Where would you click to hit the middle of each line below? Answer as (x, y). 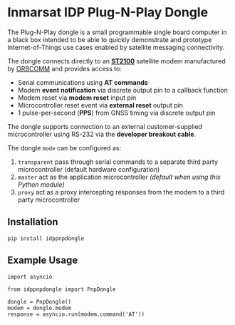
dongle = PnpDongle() (40, 301)
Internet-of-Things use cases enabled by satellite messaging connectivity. (116, 47)
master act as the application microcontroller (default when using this (119, 177)
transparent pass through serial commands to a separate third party (118, 162)
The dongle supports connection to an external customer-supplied (105, 126)
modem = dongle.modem (40, 308)
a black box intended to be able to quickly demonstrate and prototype (110, 39)
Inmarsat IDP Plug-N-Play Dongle (108, 12)
